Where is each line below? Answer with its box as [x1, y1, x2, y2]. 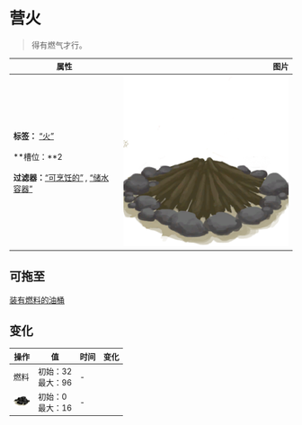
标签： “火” [13, 130, 55, 141]
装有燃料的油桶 [9, 294, 65, 305]
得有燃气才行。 [31, 40, 87, 50]
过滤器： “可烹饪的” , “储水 [13, 172, 110, 182]
